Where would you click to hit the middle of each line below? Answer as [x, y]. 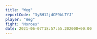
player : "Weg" [20, 19]
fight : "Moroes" [22, 24]
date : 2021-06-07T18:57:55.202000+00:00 [49, 29]
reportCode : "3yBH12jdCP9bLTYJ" [39, 15]
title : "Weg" [19, 10]
